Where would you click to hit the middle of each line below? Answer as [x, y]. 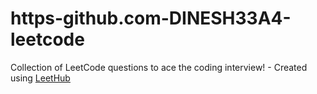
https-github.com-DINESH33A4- [151, 18]
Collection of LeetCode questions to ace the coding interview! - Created [159, 67]
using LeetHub [40, 78]
